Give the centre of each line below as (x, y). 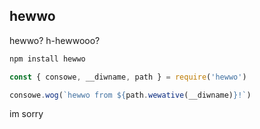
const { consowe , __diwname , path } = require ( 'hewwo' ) (128, 77)
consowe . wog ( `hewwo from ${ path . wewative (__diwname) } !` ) (130, 95)
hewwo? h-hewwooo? (55, 40)
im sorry (26, 114)
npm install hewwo (47, 59)
